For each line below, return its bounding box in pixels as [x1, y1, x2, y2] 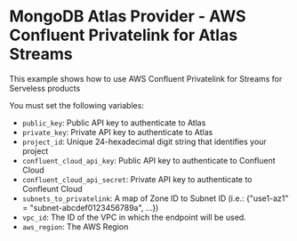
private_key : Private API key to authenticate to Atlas [21, 126, 213, 137]
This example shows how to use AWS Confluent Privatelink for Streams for [9, 73, 283, 84]
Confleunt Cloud [21, 183, 83, 194]
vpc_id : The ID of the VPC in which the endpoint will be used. [21, 212, 246, 222]
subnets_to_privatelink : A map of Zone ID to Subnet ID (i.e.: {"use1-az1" [21, 193, 289, 204]
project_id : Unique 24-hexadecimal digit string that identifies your [21, 136, 267, 147]
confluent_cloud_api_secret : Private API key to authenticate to [21, 173, 253, 184]
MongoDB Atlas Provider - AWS [9, 6, 246, 27]
